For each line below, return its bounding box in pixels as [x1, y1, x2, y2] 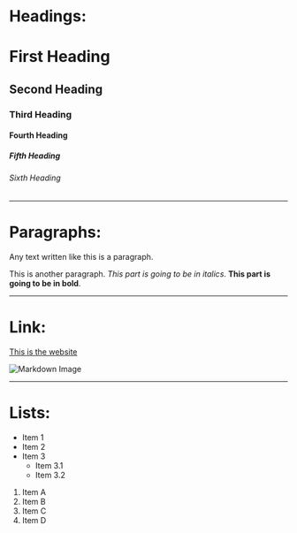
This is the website [9, 346, 78, 357]
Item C [21, 506, 47, 516]
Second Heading [9, 81, 103, 96]
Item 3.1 [34, 460, 64, 470]
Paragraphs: [9, 223, 102, 242]
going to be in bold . [9, 278, 81, 288]
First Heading [9, 47, 110, 67]
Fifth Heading [9, 150, 61, 161]
